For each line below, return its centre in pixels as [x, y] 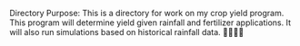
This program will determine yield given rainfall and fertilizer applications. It [150, 23]
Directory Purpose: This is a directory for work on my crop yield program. [147, 13]
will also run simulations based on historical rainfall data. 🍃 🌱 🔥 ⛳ [127, 32]
